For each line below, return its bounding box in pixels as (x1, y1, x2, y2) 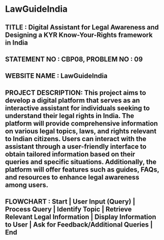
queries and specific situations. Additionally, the (5, 157, 157, 166)
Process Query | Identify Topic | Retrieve (5, 205, 132, 213)
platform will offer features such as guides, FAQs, (5, 165, 160, 174)
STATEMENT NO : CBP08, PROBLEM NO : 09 (5, 55, 143, 63)
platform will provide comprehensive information (5, 119, 158, 127)
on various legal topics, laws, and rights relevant (5, 127, 157, 135)
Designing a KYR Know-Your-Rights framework (5, 30, 153, 39)
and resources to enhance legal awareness (5, 173, 139, 181)
